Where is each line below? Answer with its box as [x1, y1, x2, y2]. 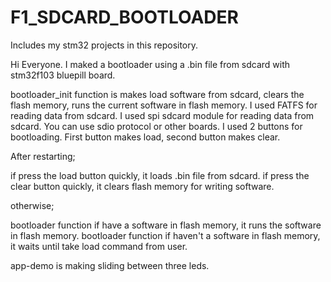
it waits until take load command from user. [10, 240, 188, 252]
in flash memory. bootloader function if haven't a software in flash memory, [10, 229, 321, 241]
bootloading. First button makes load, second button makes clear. [10, 131, 281, 143]
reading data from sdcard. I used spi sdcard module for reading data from [10, 109, 315, 121]
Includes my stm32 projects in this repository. [10, 39, 199, 51]
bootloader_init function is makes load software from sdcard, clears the [10, 88, 305, 100]
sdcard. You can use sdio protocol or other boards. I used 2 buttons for [10, 120, 303, 132]
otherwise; [10, 199, 55, 211]
